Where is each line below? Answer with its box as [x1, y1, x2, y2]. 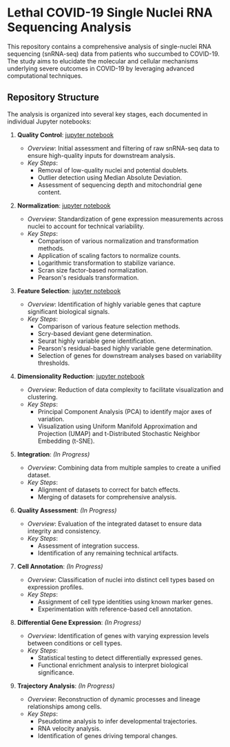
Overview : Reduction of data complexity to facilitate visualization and [27, 385, 224, 394]
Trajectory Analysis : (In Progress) [17, 681, 115, 690]
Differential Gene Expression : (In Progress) [17, 618, 142, 626]
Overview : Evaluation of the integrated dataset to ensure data [27, 519, 202, 528]
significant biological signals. [27, 307, 110, 315]
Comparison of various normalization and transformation [37, 237, 199, 245]
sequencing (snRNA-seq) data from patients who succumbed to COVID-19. [7, 50, 220, 58]
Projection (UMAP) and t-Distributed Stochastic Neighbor [37, 429, 200, 437]
